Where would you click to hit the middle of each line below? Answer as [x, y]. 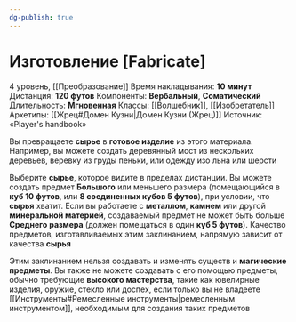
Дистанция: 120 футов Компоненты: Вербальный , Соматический [135, 95]
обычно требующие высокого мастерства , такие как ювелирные [134, 279]
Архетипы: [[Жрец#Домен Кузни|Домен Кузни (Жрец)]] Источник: [136, 114]
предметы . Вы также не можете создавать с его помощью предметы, [144, 270]
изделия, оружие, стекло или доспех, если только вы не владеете [135, 289]
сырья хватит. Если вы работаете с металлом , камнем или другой [138, 205]
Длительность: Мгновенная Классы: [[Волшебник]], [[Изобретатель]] [142, 105]
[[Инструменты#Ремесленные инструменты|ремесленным [122, 298]
